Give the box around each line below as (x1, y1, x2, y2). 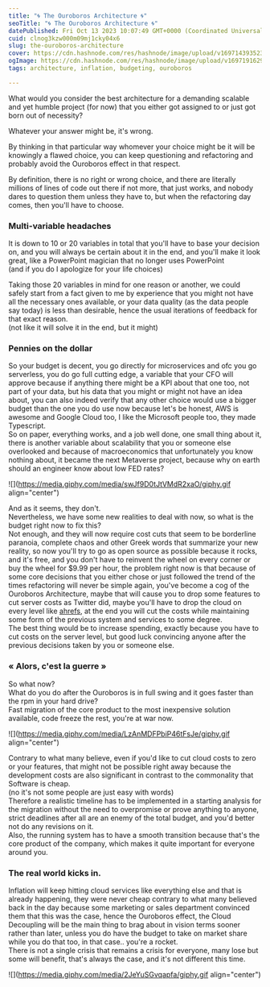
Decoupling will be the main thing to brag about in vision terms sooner (8, 919, 241, 929)
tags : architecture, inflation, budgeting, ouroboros (8, 64, 193, 73)
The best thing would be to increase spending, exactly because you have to (8, 624, 260, 633)
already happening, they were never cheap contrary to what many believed (8, 894, 257, 903)
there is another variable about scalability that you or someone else (8, 438, 231, 448)
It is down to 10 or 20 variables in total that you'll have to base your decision (8, 238, 260, 248)
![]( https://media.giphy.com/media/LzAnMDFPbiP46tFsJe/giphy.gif (8, 728, 231, 738)
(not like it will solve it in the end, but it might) (8, 323, 158, 333)
